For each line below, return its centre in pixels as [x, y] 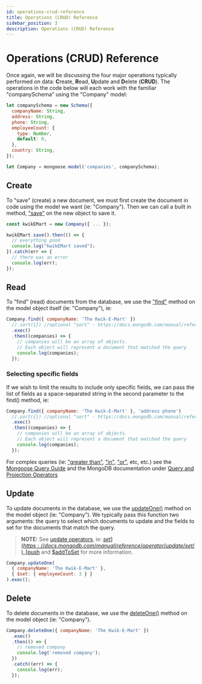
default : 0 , [32, 139]
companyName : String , [39, 111]
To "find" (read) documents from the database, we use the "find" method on [101, 302]
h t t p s [29, 545]
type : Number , [35, 133]
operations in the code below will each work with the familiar [81, 88]
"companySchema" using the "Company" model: [67, 95]
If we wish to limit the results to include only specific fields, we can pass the [100, 387]
